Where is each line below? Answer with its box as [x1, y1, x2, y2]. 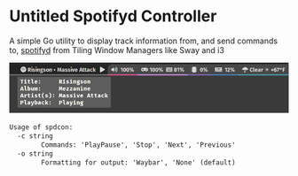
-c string [17, 132, 53, 141]
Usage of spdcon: [9, 123, 74, 132]
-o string [17, 149, 53, 158]
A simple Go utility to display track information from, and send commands [9, 35, 278, 46]
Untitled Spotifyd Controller [9, 6, 217, 27]
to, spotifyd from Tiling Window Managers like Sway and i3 [9, 44, 224, 55]
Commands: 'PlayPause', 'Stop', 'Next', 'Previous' [41, 141, 237, 149]
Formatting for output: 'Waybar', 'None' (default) [41, 158, 237, 167]
